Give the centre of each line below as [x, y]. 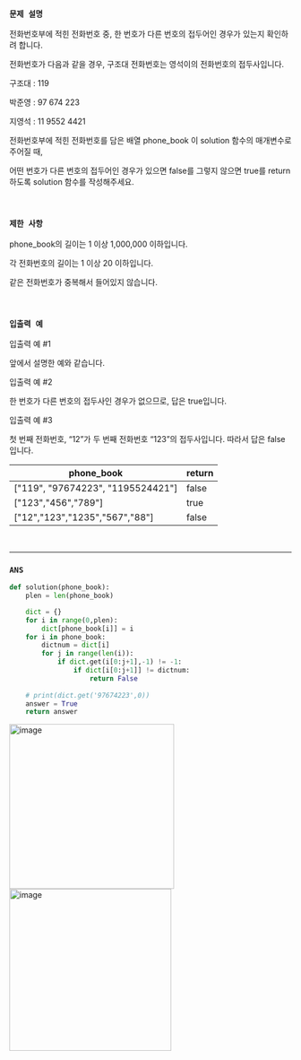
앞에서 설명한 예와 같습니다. [57, 362]
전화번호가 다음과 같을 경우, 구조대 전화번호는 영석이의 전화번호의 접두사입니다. [147, 65]
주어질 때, [26, 152]
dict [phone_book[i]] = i [88, 629]
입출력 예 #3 [31, 420]
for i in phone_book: [65, 637]
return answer [52, 712]
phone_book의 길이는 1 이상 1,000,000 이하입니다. [99, 244]
